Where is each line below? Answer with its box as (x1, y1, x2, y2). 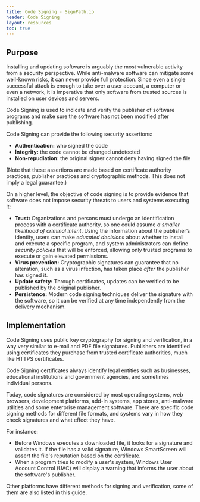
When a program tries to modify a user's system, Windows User (14, 458, 173, 465)
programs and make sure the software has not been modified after (6, 113, 170, 120)
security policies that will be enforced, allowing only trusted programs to (14, 247, 192, 254)
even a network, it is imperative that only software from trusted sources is (6, 89, 187, 96)
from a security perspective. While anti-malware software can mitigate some (6, 70, 194, 77)
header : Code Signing (6, 14, 60, 20)
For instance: (6, 428, 39, 435)
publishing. (6, 119, 34, 126)
